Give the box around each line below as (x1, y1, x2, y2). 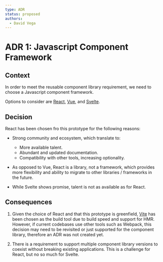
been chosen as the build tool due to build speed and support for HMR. (12, 216, 155, 222)
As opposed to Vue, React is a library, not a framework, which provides (12, 164, 155, 170)
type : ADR (5, 7, 25, 12)
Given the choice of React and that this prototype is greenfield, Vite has (12, 211, 156, 217)
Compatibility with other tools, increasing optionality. (19, 155, 125, 161)
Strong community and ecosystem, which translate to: (12, 135, 121, 141)
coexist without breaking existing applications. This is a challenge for (12, 246, 151, 252)
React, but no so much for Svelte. (12, 251, 79, 257)
